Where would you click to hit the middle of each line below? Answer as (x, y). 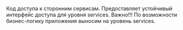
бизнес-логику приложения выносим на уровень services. (81, 21)
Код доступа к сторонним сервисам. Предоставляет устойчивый (89, 9)
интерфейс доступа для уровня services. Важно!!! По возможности (92, 15)
